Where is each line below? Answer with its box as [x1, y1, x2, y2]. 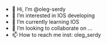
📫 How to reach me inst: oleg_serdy [11, 32, 101, 38]
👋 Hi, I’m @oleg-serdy [11, 6, 66, 12]
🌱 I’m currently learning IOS [11, 18, 80, 25]
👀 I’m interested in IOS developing [11, 12, 95, 19]
